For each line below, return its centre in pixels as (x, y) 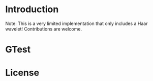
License (22, 73)
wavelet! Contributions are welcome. (44, 29)
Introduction (32, 9)
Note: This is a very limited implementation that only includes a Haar (76, 23)
